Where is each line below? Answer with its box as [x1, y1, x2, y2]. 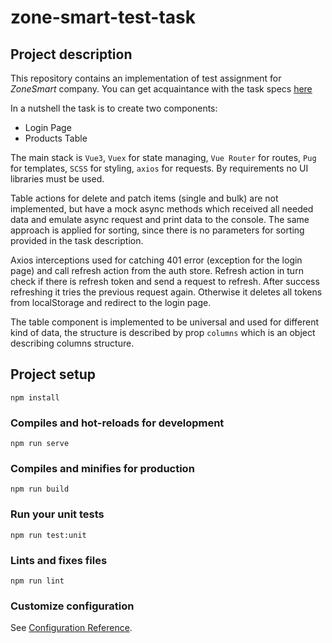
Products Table [24, 132, 88, 144]
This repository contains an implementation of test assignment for [10, 72, 282, 84]
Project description [10, 46, 133, 63]
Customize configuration [10, 599, 135, 613]
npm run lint [10, 576, 65, 586]
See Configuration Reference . [10, 622, 133, 634]
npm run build [10, 484, 70, 495]
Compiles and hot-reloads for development [10, 416, 225, 430]
